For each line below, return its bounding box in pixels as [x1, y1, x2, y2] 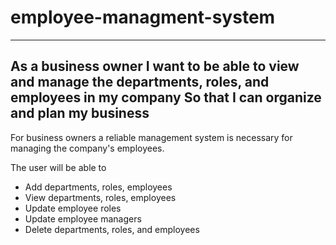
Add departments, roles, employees [24, 181, 173, 193]
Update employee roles [24, 202, 122, 214]
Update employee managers [24, 212, 142, 225]
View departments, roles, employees [24, 191, 177, 203]
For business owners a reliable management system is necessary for [10, 131, 293, 143]
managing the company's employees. [10, 142, 165, 154]
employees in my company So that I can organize [10, 89, 322, 106]
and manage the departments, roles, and [10, 74, 270, 91]
